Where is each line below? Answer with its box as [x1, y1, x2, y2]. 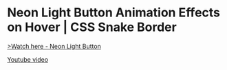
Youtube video [7, 55, 49, 63]
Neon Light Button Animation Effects [7, 5, 221, 21]
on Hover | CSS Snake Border [7, 19, 177, 35]
